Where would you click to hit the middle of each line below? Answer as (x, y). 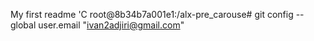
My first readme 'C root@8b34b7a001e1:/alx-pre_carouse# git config (152, 14)
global (23, 25)
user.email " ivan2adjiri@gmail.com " (111, 25)
